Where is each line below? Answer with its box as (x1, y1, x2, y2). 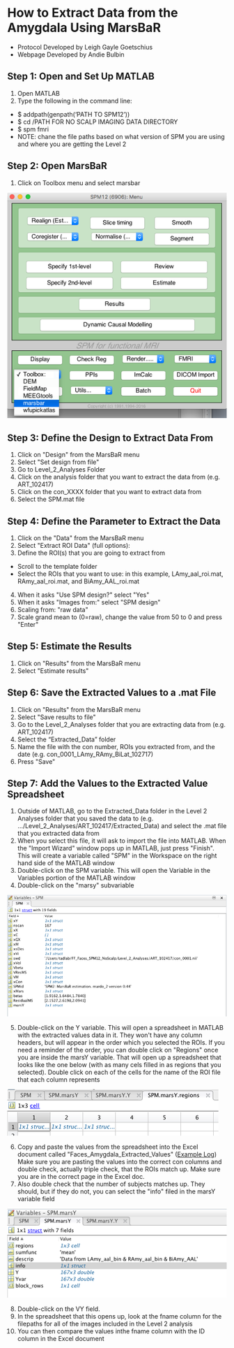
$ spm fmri (17, 124, 49, 133)
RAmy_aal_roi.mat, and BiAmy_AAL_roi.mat (17, 577, 140, 585)
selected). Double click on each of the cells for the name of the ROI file (17, 1068, 221, 1077)
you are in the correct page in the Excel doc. (17, 1173, 145, 1181)
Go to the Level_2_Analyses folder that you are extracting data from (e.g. (17, 720, 226, 728)
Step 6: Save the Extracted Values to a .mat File (7, 687, 217, 699)
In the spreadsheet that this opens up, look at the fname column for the (17, 1312, 222, 1320)
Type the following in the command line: (17, 96, 132, 105)
